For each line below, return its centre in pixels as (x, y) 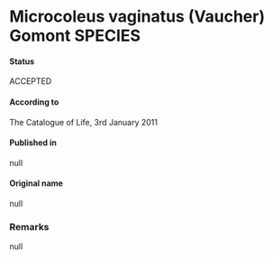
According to (34, 102)
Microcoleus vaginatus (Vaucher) (137, 17)
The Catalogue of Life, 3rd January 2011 (83, 122)
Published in (33, 143)
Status (22, 61)
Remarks (29, 227)
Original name (36, 183)
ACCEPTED (31, 81)
